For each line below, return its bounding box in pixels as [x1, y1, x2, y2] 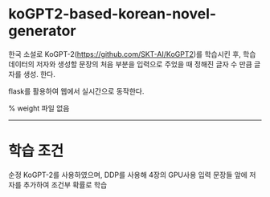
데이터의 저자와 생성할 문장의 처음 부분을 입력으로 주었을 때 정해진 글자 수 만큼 [8, 59, 253, 69]
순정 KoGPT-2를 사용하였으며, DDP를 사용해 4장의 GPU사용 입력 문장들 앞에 [8, 170, 247, 179]
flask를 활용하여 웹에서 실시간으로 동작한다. [8, 86, 145, 96]
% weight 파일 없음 [8, 103, 70, 113]
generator [8, 22, 76, 40]
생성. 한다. [22, 69, 56, 78]
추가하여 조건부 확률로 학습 [22, 179, 108, 189]
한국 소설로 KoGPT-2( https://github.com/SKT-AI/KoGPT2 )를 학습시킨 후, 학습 [8, 49, 256, 58]
